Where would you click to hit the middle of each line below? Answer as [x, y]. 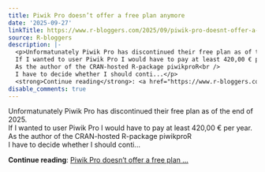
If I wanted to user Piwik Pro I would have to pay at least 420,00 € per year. [130, 128]
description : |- [35, 45]
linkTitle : [26, 30]
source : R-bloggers [40, 37]
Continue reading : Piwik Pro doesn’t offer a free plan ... [99, 160]
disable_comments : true [47, 89]
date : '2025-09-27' [40, 23]
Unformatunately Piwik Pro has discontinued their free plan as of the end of [131, 111]
